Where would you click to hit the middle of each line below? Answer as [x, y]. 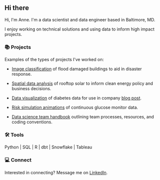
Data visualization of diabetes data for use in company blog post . [76, 98]
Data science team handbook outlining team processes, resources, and [83, 117]
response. [22, 74]
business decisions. [31, 89]
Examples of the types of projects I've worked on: [54, 60]
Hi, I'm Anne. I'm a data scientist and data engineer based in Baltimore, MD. [80, 19]
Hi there [17, 8]
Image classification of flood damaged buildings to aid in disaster [77, 69]
